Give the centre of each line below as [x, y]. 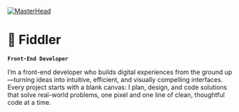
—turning [21, 79]
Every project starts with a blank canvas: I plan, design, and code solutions [117, 87]
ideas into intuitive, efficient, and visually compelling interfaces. [129, 79]
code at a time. [29, 102]
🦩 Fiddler [34, 40]
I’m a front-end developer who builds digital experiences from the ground [115, 72]
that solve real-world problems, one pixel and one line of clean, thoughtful [116, 95]
